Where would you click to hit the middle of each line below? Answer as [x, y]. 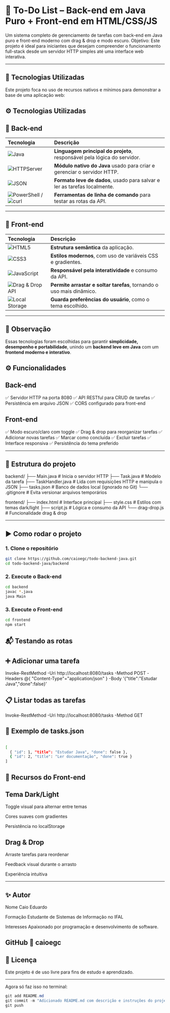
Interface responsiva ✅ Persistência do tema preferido [62, 443]
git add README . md [25, 996]
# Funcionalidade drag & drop [36, 513]
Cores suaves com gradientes [36, 817]
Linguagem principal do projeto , [93, 151]
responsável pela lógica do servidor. [97, 157]
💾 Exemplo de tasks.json [45, 731]
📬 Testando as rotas [39, 641]
